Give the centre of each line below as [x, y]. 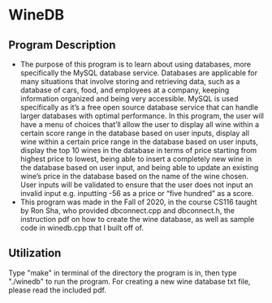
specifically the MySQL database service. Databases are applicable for [139, 73]
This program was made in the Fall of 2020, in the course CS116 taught [138, 202]
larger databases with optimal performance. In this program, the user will [142, 116]
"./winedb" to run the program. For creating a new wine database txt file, [130, 281]
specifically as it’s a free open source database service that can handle [139, 107]
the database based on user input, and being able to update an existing [139, 167]
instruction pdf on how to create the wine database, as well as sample [137, 219]
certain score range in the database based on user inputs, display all [135, 133]
